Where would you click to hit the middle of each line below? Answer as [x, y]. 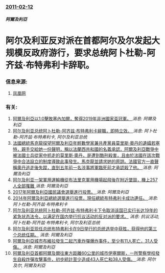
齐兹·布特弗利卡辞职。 [50, 65]
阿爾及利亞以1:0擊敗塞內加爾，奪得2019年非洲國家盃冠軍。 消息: [77, 119]
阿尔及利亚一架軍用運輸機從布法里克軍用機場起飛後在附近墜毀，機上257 [85, 180]
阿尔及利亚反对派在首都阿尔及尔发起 [79, 41]
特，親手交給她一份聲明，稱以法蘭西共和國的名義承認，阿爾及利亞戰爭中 [85, 149]
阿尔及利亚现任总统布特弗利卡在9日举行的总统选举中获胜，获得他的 [81, 229]
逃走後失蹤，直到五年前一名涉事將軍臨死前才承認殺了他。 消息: [89, 168]
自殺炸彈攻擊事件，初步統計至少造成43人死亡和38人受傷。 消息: [82, 259]
